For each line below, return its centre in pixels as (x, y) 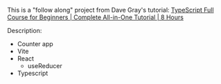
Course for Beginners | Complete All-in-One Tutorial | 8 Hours (95, 17)
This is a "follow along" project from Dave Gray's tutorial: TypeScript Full (110, 10)
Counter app (35, 44)
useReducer (45, 66)
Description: (25, 31)
